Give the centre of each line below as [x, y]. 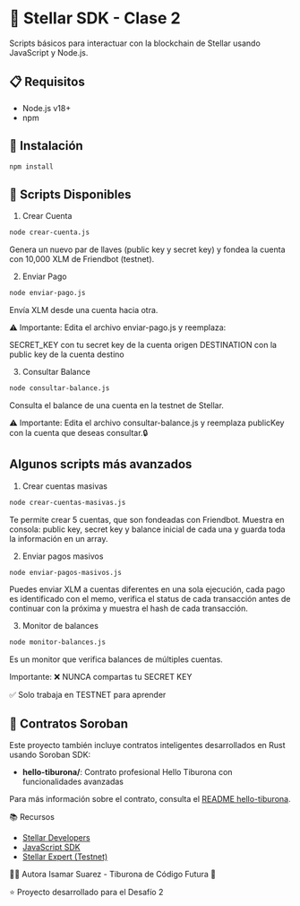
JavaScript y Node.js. [49, 52]
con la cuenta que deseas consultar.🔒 [79, 432]
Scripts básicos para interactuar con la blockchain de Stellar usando [135, 43]
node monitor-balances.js [57, 642]
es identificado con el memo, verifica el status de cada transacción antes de [150, 599]
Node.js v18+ [47, 108]
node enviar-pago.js [48, 293]
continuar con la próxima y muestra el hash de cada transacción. [129, 608]
